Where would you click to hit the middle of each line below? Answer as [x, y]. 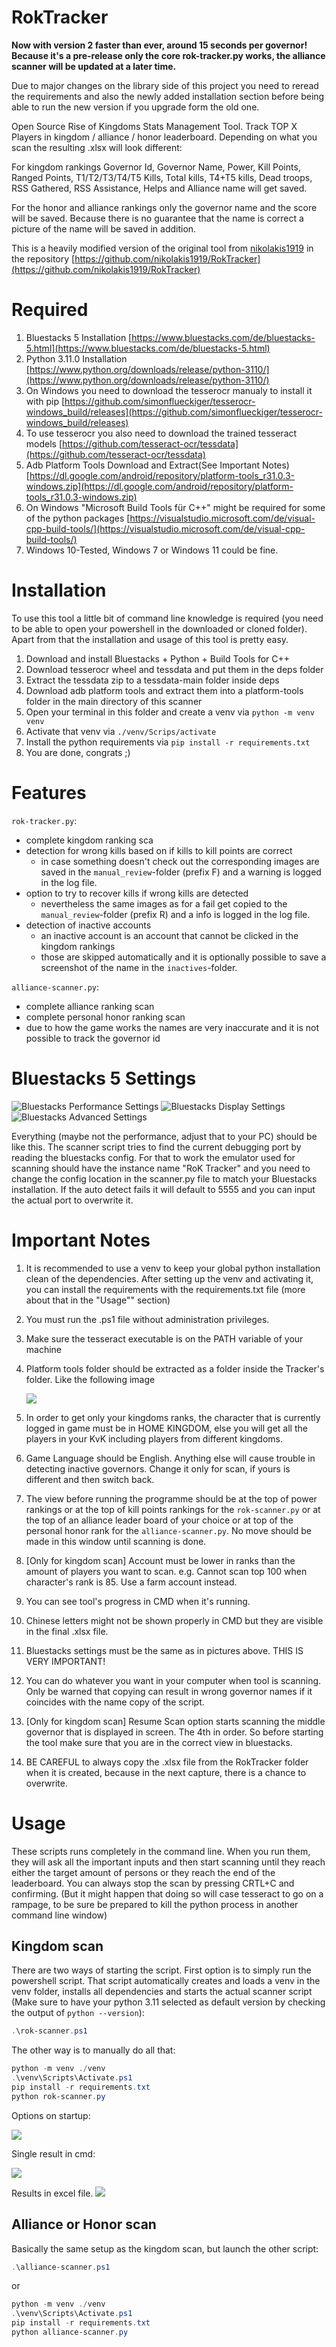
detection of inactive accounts [88, 925]
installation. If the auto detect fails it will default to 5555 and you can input [163, 1189]
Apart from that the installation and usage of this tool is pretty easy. [150, 639]
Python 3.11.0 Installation [76, 358]
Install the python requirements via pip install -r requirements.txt [168, 742]
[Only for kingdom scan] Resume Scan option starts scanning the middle [175, 1721]
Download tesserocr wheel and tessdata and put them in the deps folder [174, 669]
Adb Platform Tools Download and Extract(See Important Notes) [157, 465]
